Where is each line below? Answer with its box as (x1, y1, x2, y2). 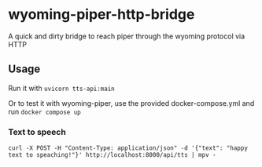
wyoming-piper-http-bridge (8, 5, 195, 24)
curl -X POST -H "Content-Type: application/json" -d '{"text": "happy (8, 144, 248, 152)
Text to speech (8, 126, 67, 137)
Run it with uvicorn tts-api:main (8, 83, 116, 93)
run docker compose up (8, 107, 81, 116)
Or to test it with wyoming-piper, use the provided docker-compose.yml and (8, 98, 255, 107)
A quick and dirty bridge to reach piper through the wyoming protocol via (8, 31, 245, 41)
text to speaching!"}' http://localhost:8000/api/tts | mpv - (8, 151, 216, 159)
